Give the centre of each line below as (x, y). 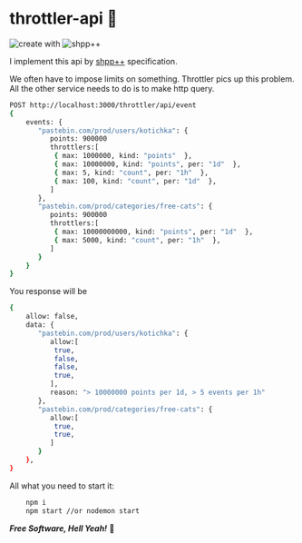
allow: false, (52, 317)
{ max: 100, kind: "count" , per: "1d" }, (136, 181)
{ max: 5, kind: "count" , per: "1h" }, (131, 173)
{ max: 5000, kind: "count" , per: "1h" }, (137, 240)
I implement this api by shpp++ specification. (94, 61)
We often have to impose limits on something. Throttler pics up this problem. (152, 79)
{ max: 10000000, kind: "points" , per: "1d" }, (148, 164)
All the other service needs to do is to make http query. (112, 88)
